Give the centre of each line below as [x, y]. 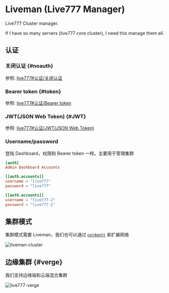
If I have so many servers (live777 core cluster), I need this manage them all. [85, 33]
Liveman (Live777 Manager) [65, 9]
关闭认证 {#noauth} [29, 66]
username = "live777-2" [30, 200]
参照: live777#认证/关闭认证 [34, 78]
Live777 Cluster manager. [32, 23]
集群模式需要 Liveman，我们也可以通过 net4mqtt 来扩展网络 [67, 235]
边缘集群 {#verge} [34, 262]
